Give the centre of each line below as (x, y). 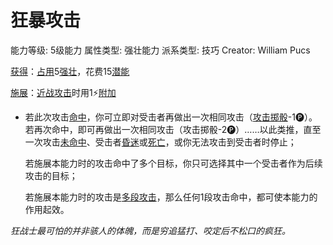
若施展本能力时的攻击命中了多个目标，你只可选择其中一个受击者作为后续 (173, 163)
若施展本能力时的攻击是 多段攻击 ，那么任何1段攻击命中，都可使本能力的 (171, 197)
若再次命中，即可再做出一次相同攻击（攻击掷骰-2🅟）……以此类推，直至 (173, 129)
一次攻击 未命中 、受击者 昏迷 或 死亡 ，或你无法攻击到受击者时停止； (160, 142)
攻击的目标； (51, 175)
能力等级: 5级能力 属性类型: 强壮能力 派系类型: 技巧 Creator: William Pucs (160, 50)
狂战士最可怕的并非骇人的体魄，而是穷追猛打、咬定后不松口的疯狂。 (150, 230)
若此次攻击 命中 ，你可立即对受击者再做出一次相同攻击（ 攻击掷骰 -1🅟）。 (171, 117)
